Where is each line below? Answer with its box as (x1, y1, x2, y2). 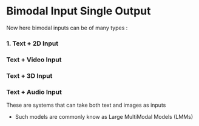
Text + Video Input (6, 55, 62, 64)
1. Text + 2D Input (6, 39, 59, 48)
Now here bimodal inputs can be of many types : (6, 24, 128, 31)
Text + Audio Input (6, 87, 62, 96)
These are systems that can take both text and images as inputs (6, 101, 166, 109)
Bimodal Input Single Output (6, 4, 151, 18)
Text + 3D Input (6, 71, 53, 80)
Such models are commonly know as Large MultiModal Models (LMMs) (15, 113, 194, 120)
